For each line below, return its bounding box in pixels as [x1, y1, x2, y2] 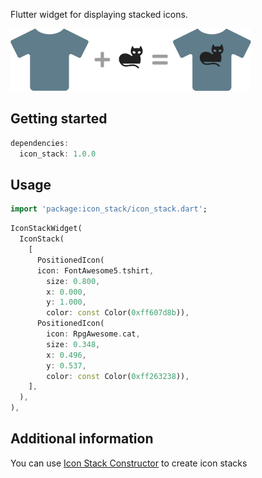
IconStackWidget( [10, 224, 83, 234]
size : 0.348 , [46, 339, 101, 349]
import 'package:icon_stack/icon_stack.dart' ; [10, 204, 208, 214]
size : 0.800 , [46, 276, 101, 286]
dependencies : [10, 138, 70, 148]
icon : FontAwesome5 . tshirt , [36, 265, 155, 276]
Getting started [10, 110, 108, 128]
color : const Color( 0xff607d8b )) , [46, 308, 190, 318]
